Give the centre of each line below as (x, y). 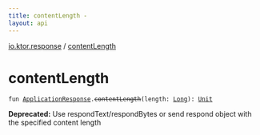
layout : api (28, 23)
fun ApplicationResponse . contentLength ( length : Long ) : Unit (111, 99)
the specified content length (55, 123)
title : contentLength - (48, 16)
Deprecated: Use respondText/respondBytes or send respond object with (130, 114)
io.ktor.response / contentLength (62, 46)
